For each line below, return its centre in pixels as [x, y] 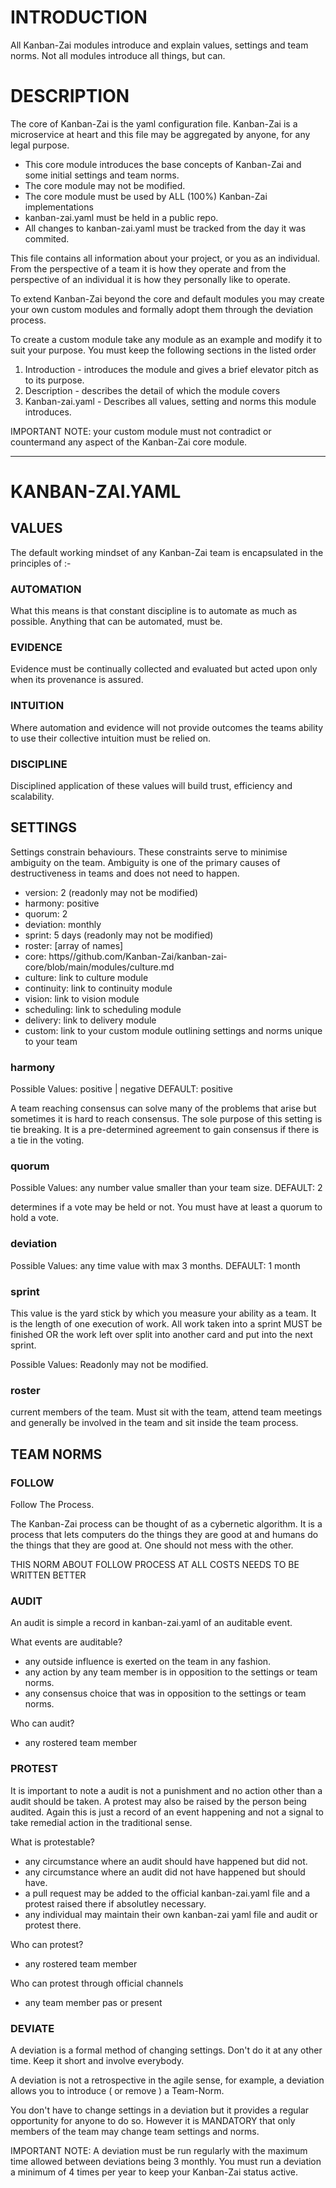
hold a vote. [34, 1218]
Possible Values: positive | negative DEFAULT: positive [121, 1089]
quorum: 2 [46, 913]
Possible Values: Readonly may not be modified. [109, 1365]
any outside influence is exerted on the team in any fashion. [148, 1662]
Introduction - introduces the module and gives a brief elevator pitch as [171, 369]
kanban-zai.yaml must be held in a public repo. [121, 217]
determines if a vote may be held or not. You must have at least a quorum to [166, 1207]
